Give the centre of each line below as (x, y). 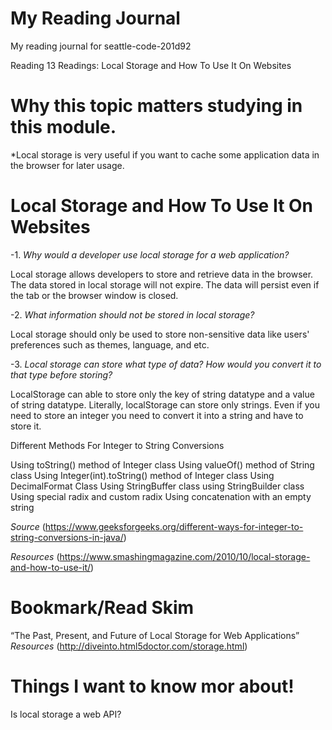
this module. (63, 127)
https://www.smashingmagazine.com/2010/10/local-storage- (185, 556)
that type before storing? (61, 374)
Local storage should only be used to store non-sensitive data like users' (160, 334)
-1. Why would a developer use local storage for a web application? (150, 254)
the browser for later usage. (67, 165)
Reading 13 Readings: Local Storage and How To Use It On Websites (151, 65)
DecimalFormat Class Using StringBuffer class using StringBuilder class (157, 486)
